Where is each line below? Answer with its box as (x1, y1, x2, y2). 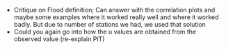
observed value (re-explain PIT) (13, 35, 106, 43)
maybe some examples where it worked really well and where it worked (13, 13, 219, 21)
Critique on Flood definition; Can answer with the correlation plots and (13, 6, 216, 14)
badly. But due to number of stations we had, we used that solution (13, 21, 207, 28)
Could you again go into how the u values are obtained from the (13, 27, 197, 36)
